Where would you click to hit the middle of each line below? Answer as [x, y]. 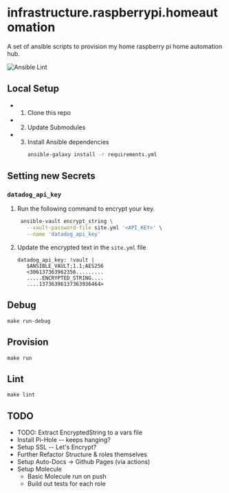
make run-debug [29, 321]
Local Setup [33, 88]
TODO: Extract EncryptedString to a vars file [80, 432]
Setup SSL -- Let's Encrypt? [57, 447]
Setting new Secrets [52, 176]
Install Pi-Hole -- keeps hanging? [64, 440]
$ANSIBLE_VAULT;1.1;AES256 [65, 266]
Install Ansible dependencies [68, 142]
